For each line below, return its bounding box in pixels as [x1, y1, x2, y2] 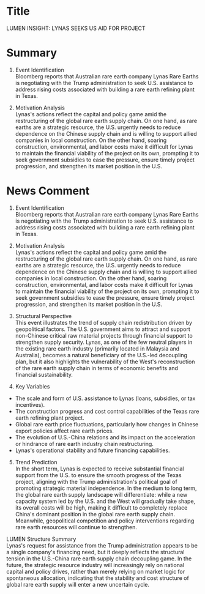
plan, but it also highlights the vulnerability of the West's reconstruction [15, 358, 195, 365]
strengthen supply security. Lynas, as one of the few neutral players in [15, 338, 193, 346]
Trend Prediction [15, 458, 58, 466]
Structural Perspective [15, 312, 72, 319]
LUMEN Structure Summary [6, 535, 76, 543]
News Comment [6, 184, 90, 198]
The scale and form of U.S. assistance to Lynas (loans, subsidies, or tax [15, 395, 196, 402]
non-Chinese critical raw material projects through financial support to [15, 332, 193, 339]
